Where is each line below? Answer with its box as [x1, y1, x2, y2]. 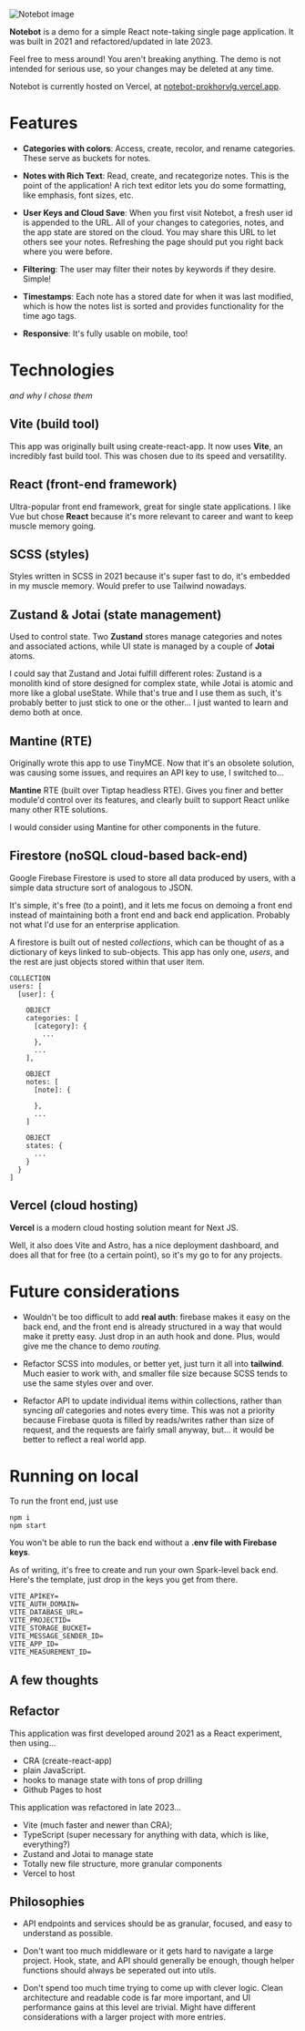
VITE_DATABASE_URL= [9, 1608, 84, 1617]
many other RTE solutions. [9, 804, 108, 815]
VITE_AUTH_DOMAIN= [9, 1600, 79, 1609]
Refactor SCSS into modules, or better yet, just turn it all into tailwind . [22, 1358, 284, 1369]
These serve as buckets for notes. [22, 152, 151, 163]
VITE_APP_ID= [9, 1640, 59, 1649]
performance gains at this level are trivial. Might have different [22, 2002, 257, 2013]
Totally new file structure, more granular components [22, 1858, 223, 1869]
